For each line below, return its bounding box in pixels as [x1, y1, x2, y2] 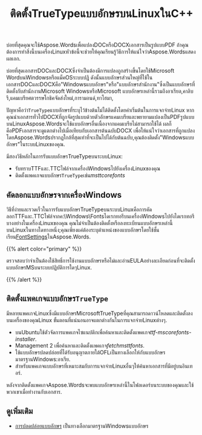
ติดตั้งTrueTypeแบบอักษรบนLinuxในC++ [10, 7, 194, 21]
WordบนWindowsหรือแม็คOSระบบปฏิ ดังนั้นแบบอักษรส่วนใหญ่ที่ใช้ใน [6, 74, 153, 81]
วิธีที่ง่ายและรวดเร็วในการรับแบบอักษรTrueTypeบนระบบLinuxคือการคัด [6, 206, 152, 213]
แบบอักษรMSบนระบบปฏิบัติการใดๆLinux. [6, 264, 93, 271]
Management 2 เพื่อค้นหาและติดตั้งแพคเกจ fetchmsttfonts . [15, 342, 145, 349]
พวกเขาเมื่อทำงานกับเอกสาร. [6, 388, 62, 395]
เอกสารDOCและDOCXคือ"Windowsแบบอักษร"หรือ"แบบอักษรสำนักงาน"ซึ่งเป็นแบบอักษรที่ [6, 81, 195, 88]
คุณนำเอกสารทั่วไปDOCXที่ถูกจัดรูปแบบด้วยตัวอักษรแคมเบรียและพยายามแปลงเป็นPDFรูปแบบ [6, 113, 195, 121]
